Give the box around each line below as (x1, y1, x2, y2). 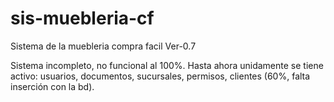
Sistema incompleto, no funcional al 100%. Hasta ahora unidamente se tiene (10, 59, 324, 71)
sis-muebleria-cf (10, 7, 155, 30)
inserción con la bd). (10, 80, 95, 92)
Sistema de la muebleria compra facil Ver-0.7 (10, 40, 197, 52)
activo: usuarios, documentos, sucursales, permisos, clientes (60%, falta (10, 70, 311, 82)
